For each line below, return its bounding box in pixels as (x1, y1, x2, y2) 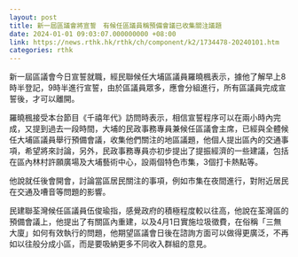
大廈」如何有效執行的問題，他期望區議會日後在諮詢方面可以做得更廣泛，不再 (9, 228, 289, 238)
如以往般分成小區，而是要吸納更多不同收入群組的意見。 (9, 238, 211, 249)
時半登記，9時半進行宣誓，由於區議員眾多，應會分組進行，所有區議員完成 (9, 82, 278, 93)
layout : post (9, 12, 58, 22)
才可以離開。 (32, 94, 80, 105)
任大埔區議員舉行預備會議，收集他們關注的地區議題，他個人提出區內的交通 (9, 135, 281, 145)
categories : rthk (9, 46, 74, 55)
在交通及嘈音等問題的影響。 (9, 187, 111, 198)
